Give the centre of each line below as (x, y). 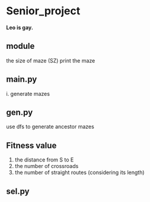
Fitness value (31, 145)
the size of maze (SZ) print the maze (51, 60)
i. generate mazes (28, 94)
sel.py (18, 191)
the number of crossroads (47, 166)
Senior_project (43, 11)
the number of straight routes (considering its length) (79, 173)
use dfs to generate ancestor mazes (50, 127)
